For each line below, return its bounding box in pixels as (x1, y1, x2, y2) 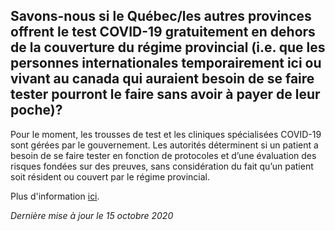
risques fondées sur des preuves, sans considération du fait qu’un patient (10, 160, 314, 172)
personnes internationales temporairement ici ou (10, 55, 322, 72)
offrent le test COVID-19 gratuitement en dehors (10, 24, 316, 41)
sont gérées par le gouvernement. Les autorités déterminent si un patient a (10, 139, 319, 151)
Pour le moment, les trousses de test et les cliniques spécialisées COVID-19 (10, 128, 322, 140)
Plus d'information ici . (10, 190, 100, 202)
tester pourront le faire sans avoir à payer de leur (10, 86, 321, 103)
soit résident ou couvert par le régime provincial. (10, 170, 210, 183)
